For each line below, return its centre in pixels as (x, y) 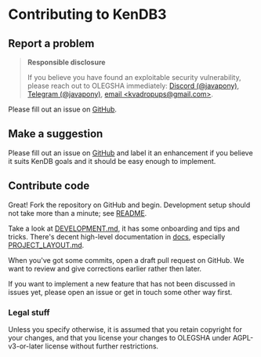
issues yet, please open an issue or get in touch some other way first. (120, 292)
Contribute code (49, 186)
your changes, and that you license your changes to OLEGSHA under (120, 337)
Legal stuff (29, 312)
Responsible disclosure (66, 62)
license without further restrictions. (102, 346)
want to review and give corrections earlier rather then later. (105, 268)
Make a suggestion (56, 134)
